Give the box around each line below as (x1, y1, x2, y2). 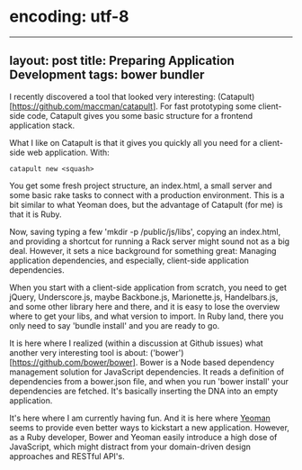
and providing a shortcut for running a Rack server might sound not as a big (9, 236, 290, 247)
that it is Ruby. (9, 209, 62, 220)
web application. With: (26, 147, 110, 158)
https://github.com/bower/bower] (12, 357, 137, 367)
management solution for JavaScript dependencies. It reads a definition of (9, 366, 285, 377)
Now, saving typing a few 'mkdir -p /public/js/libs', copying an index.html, (9, 226, 281, 237)
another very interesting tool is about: (9, 347, 148, 357)
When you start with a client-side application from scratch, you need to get (9, 282, 288, 293)
